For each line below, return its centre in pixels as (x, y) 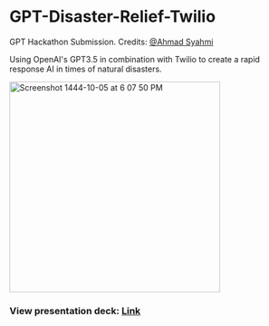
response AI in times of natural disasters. (86, 69)
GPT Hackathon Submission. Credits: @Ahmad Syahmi (111, 42)
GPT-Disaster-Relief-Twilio (112, 17)
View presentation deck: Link (75, 311)
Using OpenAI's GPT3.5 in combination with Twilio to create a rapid (135, 59)
